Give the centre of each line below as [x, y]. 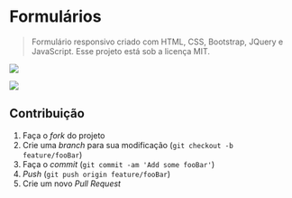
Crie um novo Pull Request [72, 184]
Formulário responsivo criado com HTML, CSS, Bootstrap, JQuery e [157, 42]
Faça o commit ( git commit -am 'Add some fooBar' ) [119, 164]
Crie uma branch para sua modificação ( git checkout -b [128, 145]
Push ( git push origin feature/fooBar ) [96, 174]
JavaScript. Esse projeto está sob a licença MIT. [120, 51]
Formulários [55, 17]
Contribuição [47, 113]
